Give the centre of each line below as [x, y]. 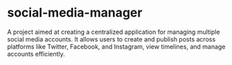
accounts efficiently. [36, 54]
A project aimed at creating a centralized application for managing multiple [114, 32]
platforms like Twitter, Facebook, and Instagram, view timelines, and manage [116, 46]
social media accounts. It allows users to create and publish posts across [111, 39]
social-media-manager [75, 13]
